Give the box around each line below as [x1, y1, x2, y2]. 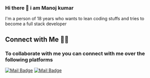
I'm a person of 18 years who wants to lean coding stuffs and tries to [5, 16, 145, 22]
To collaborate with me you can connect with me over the [5, 50, 146, 57]
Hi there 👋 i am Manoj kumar [5, 4, 74, 11]
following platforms [5, 56, 53, 63]
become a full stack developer [5, 21, 67, 27]
